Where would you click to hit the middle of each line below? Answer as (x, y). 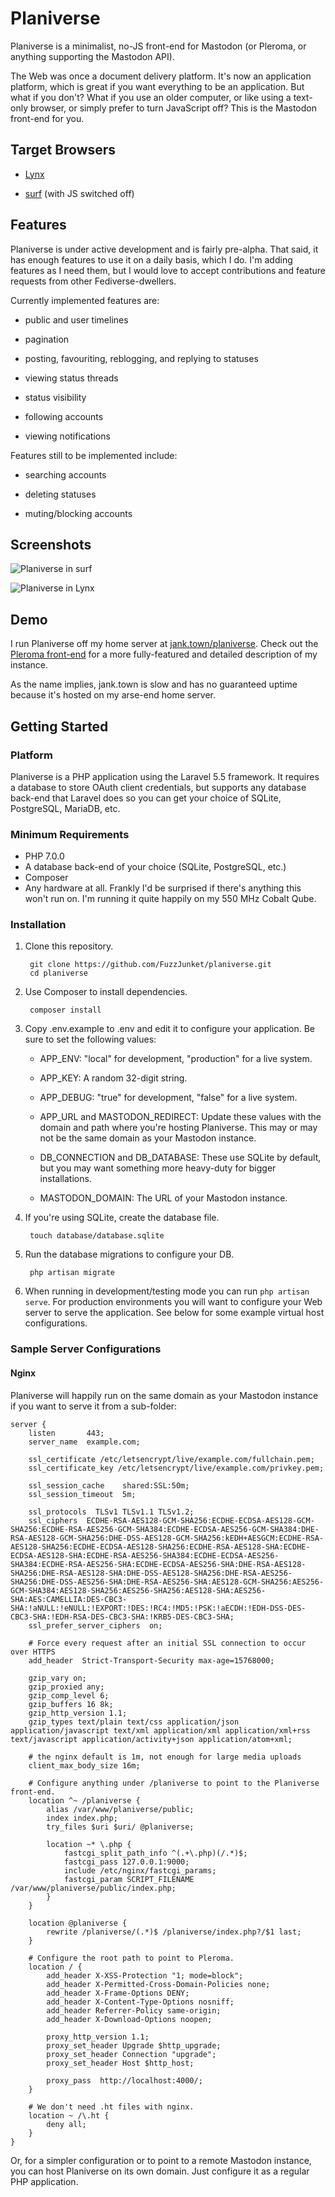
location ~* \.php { (89, 1844)
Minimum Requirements (70, 834)
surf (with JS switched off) (79, 193)
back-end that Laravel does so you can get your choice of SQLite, (146, 798)
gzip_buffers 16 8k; (71, 1704)
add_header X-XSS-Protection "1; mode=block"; (145, 1975)
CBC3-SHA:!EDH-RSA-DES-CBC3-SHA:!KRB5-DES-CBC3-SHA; (122, 1617)
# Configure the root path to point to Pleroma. (131, 1958)
